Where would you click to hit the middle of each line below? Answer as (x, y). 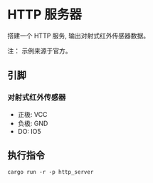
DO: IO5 (29, 131)
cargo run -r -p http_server (51, 172)
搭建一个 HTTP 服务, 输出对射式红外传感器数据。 (79, 36)
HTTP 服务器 (45, 15)
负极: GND (33, 123)
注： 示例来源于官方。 (39, 51)
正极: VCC (32, 114)
